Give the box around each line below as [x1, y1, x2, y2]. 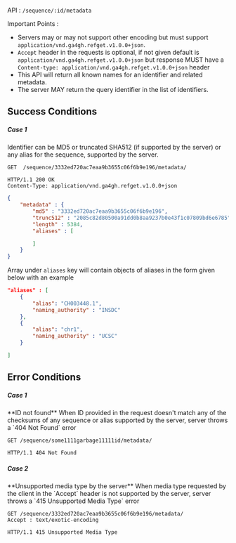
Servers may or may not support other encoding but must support [17, 33, 209, 41]
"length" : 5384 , [32, 221, 83, 228]
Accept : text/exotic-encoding [7, 516, 99, 524]
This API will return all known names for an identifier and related [17, 70, 203, 79]
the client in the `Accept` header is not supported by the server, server [7, 490, 211, 498]
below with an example [7, 273, 74, 282]
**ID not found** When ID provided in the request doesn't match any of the [7, 409, 227, 417]
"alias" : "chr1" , [32, 326, 83, 333]
